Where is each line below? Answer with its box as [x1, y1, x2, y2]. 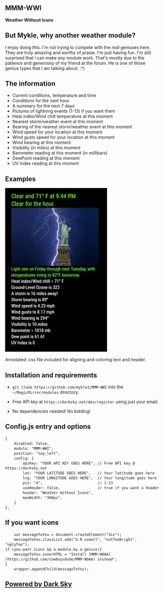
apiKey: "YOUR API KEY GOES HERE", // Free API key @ [23, 461, 135, 466]
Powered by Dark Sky [5, 580, 72, 589]
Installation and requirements [5, 371, 97, 379]
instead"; [97, 557, 118, 562]
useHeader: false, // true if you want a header [23, 485, 160, 490]
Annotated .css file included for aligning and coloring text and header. [5, 357, 146, 363]
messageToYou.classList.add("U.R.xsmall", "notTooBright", [14, 537, 137, 542]
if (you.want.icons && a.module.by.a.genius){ [5, 547, 102, 552]
